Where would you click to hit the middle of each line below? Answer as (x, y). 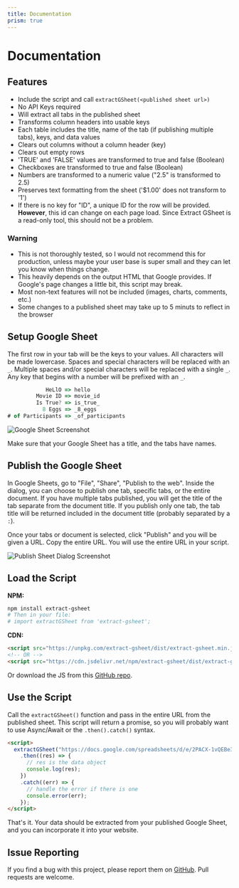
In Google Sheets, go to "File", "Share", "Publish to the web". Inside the (111, 483)
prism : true (25, 21)
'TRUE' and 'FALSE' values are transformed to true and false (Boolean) (121, 159)
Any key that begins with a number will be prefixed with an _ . (96, 376)
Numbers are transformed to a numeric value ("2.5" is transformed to (119, 174)
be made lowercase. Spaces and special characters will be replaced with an (118, 361)
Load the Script (42, 578)
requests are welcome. (41, 877)
